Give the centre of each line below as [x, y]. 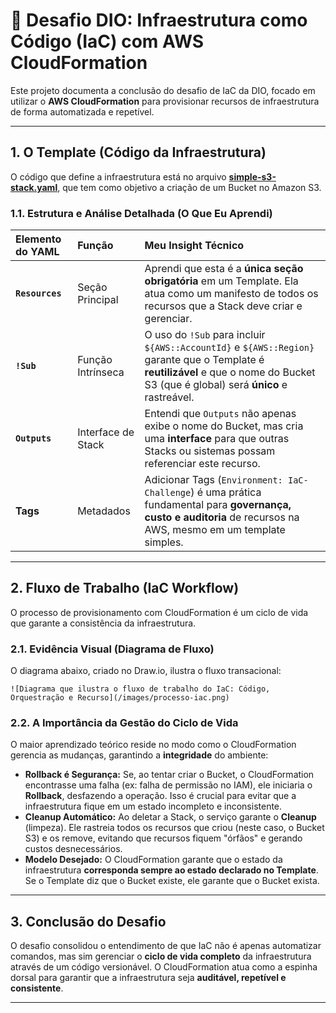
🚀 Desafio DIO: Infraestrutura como [159, 20]
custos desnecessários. [73, 849]
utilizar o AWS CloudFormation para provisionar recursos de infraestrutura [165, 101]
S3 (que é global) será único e [216, 385]
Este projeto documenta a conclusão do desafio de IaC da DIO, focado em [163, 90]
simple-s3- [252, 176]
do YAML [37, 252]
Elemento [38, 239]
